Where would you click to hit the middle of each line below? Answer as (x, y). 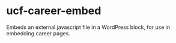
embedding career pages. (38, 33)
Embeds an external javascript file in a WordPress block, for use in (88, 27)
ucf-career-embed (54, 11)
